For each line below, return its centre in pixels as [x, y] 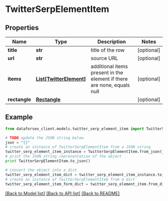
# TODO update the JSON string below [44, 138]
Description [111, 42]
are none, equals [110, 85]
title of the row [108, 50]
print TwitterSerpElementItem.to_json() [48, 161]
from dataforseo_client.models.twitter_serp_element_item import [74, 128]
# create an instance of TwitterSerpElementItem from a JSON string [78, 147]
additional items [109, 66]
